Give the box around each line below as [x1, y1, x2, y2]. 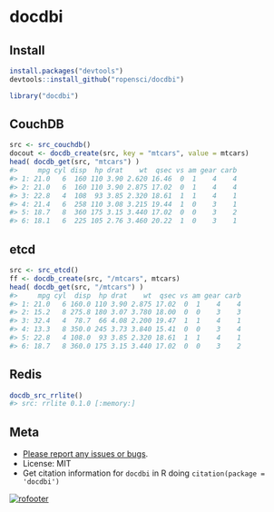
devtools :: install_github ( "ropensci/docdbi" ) [9, 74, 184, 84]
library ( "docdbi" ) [9, 91, 79, 101]
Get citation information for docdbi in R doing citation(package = [22, 468, 266, 478]
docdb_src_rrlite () [9, 390, 83, 400]
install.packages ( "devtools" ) [9, 66, 124, 75]
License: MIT [22, 458, 72, 469]
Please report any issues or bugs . [22, 448, 149, 459]
